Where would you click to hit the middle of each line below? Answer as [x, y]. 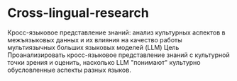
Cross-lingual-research [78, 13]
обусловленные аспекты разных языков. [69, 70]
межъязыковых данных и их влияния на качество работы [95, 39]
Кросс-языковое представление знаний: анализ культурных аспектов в [116, 32]
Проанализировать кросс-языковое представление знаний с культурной [118, 55]
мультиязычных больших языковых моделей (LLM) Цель [93, 47]
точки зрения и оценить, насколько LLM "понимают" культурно [104, 62]
